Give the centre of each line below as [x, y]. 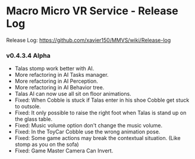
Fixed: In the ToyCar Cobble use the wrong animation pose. [87, 132]
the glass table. [33, 119]
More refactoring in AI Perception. [56, 81]
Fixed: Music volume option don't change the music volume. [89, 126]
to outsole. [28, 107]
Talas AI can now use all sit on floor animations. [73, 94]
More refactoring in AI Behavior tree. [59, 88]
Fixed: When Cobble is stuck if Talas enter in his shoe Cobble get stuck [102, 100]
